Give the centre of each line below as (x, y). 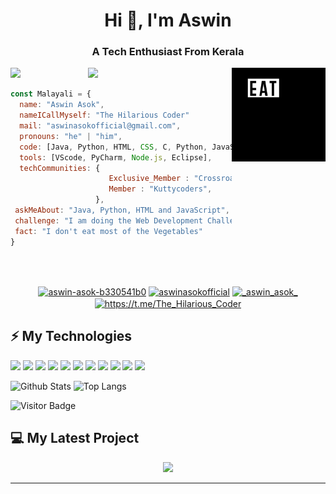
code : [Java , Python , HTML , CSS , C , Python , (113, 147)
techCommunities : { (60, 168)
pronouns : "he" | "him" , (71, 136)
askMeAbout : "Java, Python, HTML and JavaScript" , (122, 210)
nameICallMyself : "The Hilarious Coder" (104, 115)
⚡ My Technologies (71, 336)
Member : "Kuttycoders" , (160, 189)
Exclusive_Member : (149, 179)
